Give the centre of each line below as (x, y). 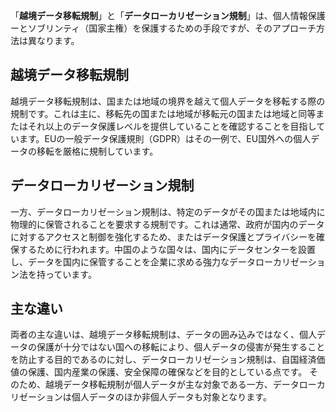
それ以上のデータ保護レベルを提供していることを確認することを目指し (172, 126)
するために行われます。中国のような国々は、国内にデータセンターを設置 (167, 249)
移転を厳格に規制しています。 (97, 151)
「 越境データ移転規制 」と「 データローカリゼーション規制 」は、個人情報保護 (168, 15)
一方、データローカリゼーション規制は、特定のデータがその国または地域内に (168, 211)
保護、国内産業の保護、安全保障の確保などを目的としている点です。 (167, 372)
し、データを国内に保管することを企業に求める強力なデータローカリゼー (159, 261)
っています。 (70, 274)
